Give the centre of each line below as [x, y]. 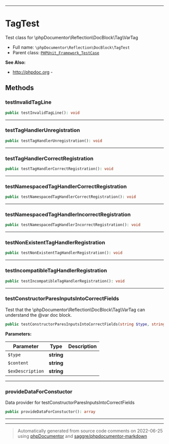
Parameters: [18, 334]
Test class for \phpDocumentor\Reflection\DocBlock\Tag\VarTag [72, 37]
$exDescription [26, 371]
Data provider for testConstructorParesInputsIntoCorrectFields [70, 402]
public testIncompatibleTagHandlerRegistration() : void [65, 281]
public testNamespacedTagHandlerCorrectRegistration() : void [71, 197]
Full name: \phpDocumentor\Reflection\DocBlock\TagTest [71, 47]
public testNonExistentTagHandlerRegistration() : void [64, 253]
